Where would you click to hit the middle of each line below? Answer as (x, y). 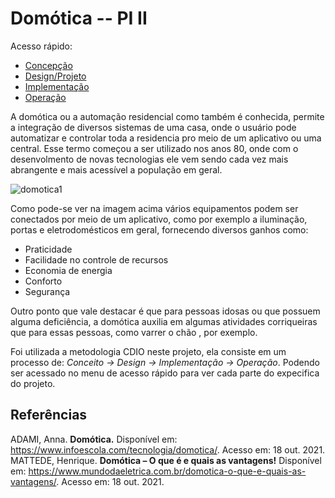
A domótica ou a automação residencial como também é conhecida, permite (167, 116)
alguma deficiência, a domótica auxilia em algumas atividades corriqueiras (164, 321)
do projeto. (33, 383)
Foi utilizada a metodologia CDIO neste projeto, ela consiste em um (148, 351)
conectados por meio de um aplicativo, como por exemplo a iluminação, (159, 219)
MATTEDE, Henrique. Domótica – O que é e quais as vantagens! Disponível (166, 460)
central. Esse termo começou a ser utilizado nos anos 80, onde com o (154, 148)
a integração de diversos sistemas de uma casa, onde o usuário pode (153, 127)
